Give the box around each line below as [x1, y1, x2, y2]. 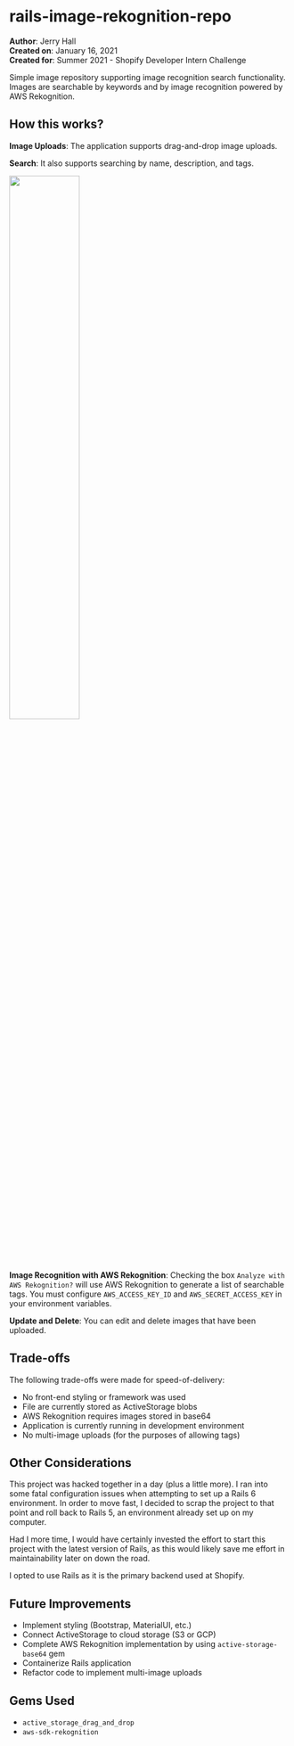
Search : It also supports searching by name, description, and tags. [9, 158, 254, 169]
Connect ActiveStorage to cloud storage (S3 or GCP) [21, 1629, 216, 1640]
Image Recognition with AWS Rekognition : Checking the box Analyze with [9, 1269, 285, 1281]
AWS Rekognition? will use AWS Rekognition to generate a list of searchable [9, 1279, 285, 1289]
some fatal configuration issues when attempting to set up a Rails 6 [9, 1488, 257, 1499]
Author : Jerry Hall [9, 36, 77, 46]
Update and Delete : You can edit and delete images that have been [9, 1315, 257, 1326]
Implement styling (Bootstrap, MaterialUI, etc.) [21, 1620, 192, 1631]
